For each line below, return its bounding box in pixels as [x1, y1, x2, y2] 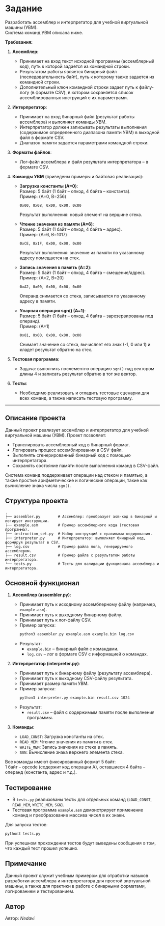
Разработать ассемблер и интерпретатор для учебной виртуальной [5, 19, 148, 25]
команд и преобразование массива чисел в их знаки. [12, 812, 125, 818]
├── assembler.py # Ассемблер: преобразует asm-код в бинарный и [5, 514, 157, 519]
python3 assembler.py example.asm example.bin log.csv [19, 632, 134, 637]
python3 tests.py [5, 831, 41, 836]
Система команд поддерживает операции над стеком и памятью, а [5, 472, 148, 478]
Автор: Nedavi [5, 915, 35, 921]
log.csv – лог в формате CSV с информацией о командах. [27, 651, 148, 657]
